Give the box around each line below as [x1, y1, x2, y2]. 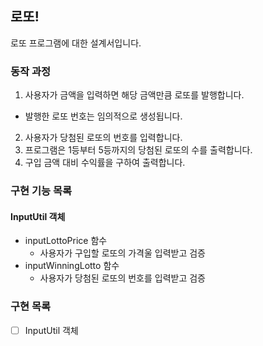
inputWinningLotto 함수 [24, 260, 120, 272]
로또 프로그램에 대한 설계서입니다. [10, 37, 142, 49]
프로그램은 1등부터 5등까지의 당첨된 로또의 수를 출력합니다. [24, 144, 253, 156]
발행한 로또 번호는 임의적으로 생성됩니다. [24, 110, 183, 122]
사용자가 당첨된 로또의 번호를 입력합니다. [24, 132, 183, 144]
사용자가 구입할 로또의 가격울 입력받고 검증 [39, 247, 207, 259]
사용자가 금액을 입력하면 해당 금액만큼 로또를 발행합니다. [24, 89, 245, 101]
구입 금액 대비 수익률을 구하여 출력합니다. [24, 157, 186, 169]
